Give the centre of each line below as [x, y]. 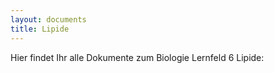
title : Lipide [40, 29]
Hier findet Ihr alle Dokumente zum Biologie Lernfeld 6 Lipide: [137, 57]
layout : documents [48, 19]
